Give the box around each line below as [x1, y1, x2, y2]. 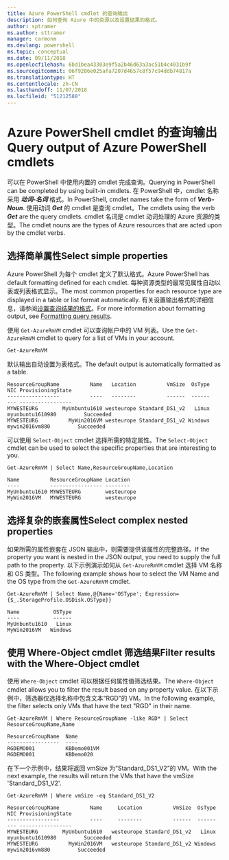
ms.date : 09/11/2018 [7, 55, 67, 62]
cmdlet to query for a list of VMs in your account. [36, 334, 175, 342]
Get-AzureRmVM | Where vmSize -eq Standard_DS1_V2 [7, 793, 155, 800]
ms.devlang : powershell [7, 42, 75, 49]
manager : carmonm [7, 36, 57, 43]
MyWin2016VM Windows [7, 626, 72, 633]
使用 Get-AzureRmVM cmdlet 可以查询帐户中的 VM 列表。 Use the [7, 326, 184, 334]
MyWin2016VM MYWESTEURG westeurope [7, 494, 136, 501]
